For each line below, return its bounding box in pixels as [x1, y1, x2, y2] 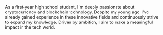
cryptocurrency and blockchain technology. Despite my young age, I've [5, 9, 149, 15]
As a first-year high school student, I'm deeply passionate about [5, 4, 135, 10]
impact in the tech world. [5, 24, 55, 30]
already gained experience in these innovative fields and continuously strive [5, 14, 159, 20]
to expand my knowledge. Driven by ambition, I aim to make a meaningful [5, 19, 153, 25]
